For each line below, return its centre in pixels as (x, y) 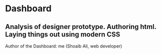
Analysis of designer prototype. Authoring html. (81, 27)
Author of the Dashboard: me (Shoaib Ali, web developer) (64, 46)
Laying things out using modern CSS (63, 34)
